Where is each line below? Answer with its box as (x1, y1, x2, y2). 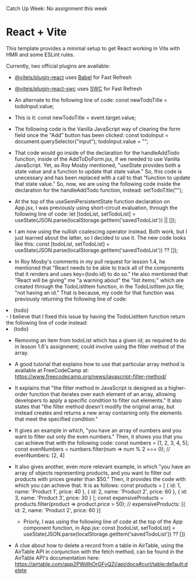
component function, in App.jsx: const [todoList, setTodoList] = (23, 524, 176, 531)
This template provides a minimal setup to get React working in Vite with (6, 45, 180, 52)
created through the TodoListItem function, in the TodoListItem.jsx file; (14, 282, 184, 289)
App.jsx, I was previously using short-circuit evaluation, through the (14, 204, 178, 211)
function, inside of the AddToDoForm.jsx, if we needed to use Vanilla (14, 155, 180, 162)
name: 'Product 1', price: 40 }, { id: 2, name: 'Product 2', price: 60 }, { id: (14, 488, 188, 495)
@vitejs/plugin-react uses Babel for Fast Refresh (14, 73, 132, 81)
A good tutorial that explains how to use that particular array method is (14, 360, 185, 367)
